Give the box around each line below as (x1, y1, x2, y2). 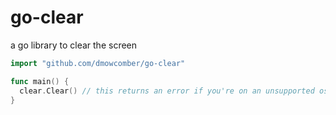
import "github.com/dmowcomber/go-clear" (10, 58, 186, 68)
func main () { (10, 76, 70, 86)
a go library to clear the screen (10, 39, 138, 51)
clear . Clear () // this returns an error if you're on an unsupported (19, 86, 315, 96)
